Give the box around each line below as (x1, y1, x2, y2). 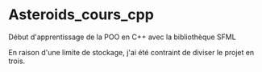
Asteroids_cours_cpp (8, 6, 155, 24)
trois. (8, 56, 26, 66)
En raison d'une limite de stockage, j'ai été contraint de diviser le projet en (8, 47, 255, 57)
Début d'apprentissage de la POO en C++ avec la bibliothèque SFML (8, 32, 236, 42)
